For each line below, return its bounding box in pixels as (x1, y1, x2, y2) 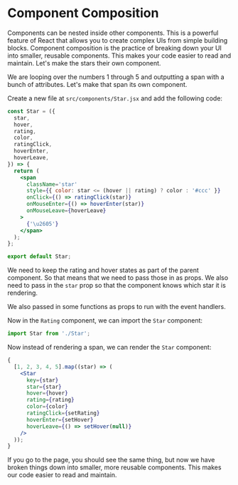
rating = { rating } (26, 397, 75, 404)
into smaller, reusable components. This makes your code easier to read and (7, 51, 232, 60)
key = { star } (26, 376, 59, 384)
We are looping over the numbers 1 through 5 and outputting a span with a (7, 73, 225, 81)
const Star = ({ (7, 108, 55, 115)
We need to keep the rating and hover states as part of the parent (7, 266, 199, 275)
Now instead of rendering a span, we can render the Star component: (7, 343, 212, 352)
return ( (13, 167, 40, 174)
